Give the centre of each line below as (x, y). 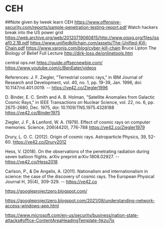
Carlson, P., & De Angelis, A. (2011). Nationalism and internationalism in (77, 171)
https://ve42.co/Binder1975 (33, 112)
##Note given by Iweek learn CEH (39, 22)
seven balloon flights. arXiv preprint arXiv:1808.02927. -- (62, 156)
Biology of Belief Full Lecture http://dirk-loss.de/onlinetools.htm (69, 53)
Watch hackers (143, 27)
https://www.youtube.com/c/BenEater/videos (51, 68)
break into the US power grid (34, 32)
